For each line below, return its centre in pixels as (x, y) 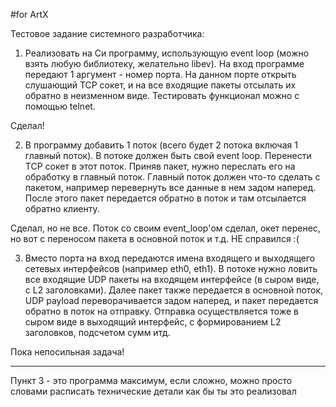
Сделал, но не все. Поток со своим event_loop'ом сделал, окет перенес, (165, 228)
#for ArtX (29, 14)
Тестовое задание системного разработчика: (107, 33)
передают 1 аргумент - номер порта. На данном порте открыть (160, 74)
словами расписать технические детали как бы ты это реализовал (153, 391)
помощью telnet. (60, 106)
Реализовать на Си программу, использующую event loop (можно (167, 53)
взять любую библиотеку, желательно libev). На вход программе (164, 63)
